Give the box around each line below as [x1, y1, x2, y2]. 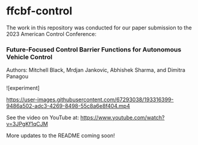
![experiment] [6, 84, 40, 92]
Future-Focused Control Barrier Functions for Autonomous [6, 45, 182, 53]
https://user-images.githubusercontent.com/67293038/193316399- [6, 96, 174, 103]
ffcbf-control [6, 4, 73, 18]
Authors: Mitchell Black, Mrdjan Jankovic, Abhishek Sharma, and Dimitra [6, 67, 185, 74]
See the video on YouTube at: [6, 114, 79, 121]
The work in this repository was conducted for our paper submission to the [6, 24, 192, 31]
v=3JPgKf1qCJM [6, 120, 48, 128]
